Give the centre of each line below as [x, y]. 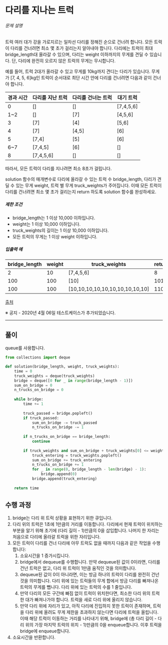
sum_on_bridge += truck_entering [66, 460]
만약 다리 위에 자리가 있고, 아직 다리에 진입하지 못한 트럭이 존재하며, [86, 606]
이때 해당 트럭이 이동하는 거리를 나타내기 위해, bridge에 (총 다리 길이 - [88, 618]
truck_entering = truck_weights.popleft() [77, 455]
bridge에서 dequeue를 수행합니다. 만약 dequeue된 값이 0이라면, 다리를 [90, 562]
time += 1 [33, 404]
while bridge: [29, 399]
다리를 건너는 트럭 [92, 98]
